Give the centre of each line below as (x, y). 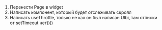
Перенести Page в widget (36, 7)
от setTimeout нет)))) (31, 23)
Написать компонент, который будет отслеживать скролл (70, 12)
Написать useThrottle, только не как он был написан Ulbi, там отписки (83, 17)
